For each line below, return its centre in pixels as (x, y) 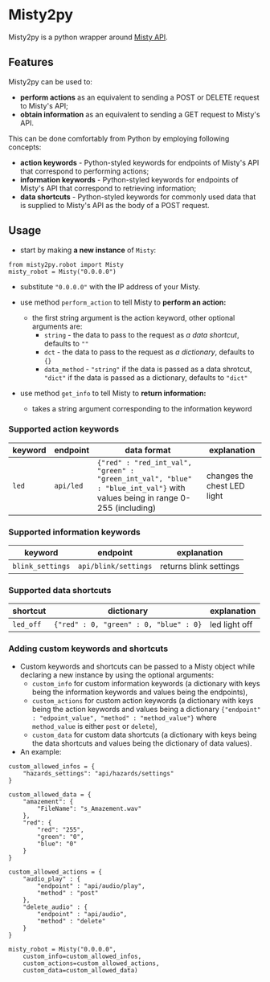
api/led (69, 485)
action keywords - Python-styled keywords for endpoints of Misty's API (139, 162)
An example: (41, 751)
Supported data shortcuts (60, 591)
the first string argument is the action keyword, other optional (133, 317)
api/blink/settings (115, 567)
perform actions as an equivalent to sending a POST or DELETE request (139, 97)
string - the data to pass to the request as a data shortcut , (141, 334)
